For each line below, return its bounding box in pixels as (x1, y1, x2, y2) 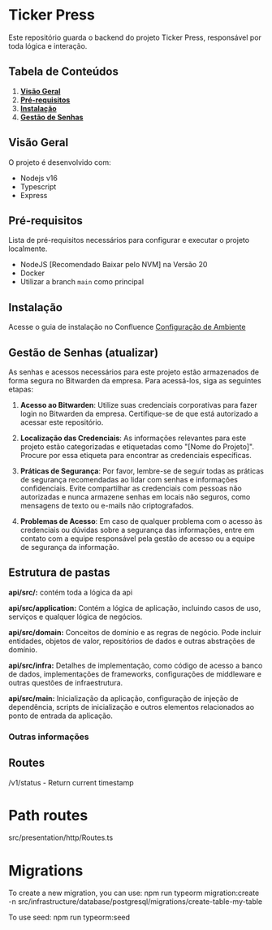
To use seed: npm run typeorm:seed (8, 912, 131, 923)
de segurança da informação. (19, 543, 119, 552)
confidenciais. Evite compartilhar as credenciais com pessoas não (19, 483, 242, 493)
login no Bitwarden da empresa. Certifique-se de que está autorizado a (19, 409, 258, 418)
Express (19, 190, 48, 200)
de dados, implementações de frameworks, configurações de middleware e (8, 668, 262, 679)
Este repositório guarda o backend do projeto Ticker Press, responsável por (8, 32, 262, 42)
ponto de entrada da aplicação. (8, 711, 114, 720)
